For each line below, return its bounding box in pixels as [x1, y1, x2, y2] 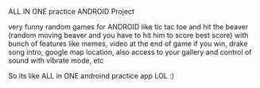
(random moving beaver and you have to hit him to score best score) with [8, 31, 249, 40]
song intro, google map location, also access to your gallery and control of [8, 48, 252, 56]
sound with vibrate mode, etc [8, 55, 104, 65]
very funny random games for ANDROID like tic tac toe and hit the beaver [8, 22, 249, 31]
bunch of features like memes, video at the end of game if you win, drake [8, 39, 248, 48]
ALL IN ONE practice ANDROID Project [8, 7, 135, 16]
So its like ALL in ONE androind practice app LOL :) [8, 71, 175, 80]
